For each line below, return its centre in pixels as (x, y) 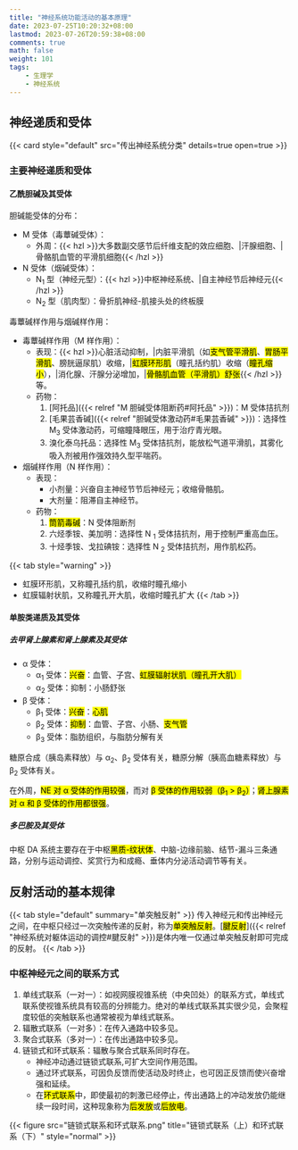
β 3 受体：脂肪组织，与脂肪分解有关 (100, 737)
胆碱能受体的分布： (45, 215)
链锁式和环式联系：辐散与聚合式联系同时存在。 (108, 1051)
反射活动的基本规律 (62, 892)
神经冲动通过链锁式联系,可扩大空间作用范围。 (119, 1062)
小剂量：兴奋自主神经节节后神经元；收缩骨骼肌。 (139, 488)
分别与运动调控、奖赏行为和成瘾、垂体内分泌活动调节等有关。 (138, 861)
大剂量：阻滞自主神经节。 (96, 500)
